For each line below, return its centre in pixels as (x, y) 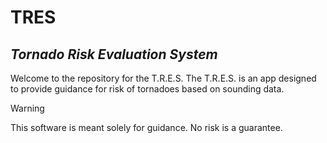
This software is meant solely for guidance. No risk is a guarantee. (146, 127)
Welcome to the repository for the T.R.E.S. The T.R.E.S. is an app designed (163, 78)
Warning (27, 108)
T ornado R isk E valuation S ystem (114, 54)
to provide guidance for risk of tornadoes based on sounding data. (147, 89)
